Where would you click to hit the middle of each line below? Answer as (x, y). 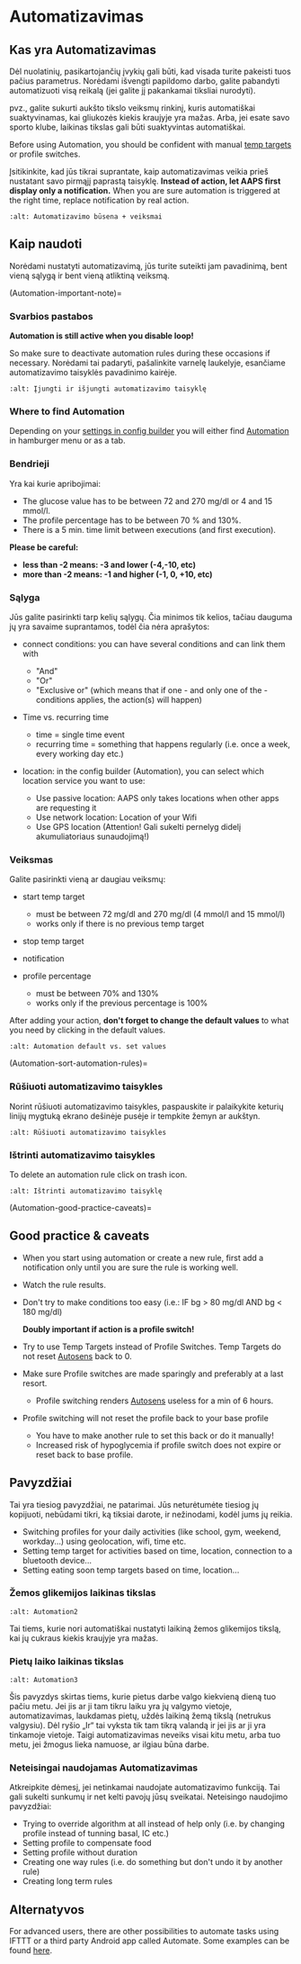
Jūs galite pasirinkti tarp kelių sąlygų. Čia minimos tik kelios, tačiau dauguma (151, 617)
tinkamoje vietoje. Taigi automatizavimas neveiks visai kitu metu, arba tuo (145, 1735)
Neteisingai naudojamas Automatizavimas (104, 1768)
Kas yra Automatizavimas (83, 50)
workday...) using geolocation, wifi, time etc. (104, 1541)
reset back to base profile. (84, 1455)
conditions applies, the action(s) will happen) (119, 700)
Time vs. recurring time (66, 717)
